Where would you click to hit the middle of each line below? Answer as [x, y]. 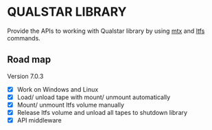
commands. [24, 38]
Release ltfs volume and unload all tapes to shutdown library [102, 112]
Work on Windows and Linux [58, 89]
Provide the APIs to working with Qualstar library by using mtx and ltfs [106, 31]
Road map [29, 60]
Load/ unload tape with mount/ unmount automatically [94, 97]
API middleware [39, 120]
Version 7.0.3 [25, 76]
